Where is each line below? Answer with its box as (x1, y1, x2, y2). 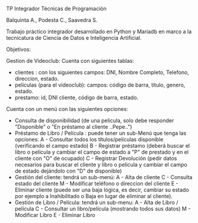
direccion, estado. (14, 75, 59, 82)
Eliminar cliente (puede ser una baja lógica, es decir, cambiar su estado (14, 186, 190, 193)
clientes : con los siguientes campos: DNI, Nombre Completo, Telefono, (14, 69, 190, 76)
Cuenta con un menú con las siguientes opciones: (6, 106, 129, 112)
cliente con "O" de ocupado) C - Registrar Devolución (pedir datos (14, 155, 177, 162)
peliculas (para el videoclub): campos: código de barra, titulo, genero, (14, 81, 186, 88)
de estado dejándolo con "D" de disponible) (14, 167, 122, 174)
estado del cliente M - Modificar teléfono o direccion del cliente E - (14, 180, 179, 187)
